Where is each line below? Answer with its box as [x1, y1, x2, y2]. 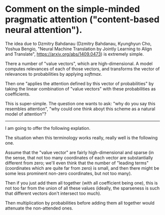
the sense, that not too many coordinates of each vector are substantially [5, 154, 153, 160]
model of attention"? [5, 111, 47, 117]
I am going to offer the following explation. [5, 125, 91, 131]
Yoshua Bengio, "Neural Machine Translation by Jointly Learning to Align [5, 46, 152, 52]
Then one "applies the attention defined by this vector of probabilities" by [5, 80, 154, 87]
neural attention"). [5, 25, 82, 35]
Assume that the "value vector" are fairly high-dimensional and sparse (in [5, 149, 154, 155]
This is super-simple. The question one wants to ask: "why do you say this [5, 100, 156, 106]
